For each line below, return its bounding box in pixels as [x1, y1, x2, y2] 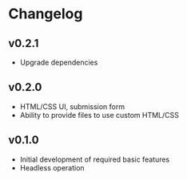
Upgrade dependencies [19, 57, 98, 67]
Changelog [8, 5, 83, 23]
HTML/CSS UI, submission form [19, 101, 125, 112]
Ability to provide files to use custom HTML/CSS [19, 110, 180, 119]
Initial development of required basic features [19, 155, 170, 164]
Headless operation [19, 162, 86, 172]
